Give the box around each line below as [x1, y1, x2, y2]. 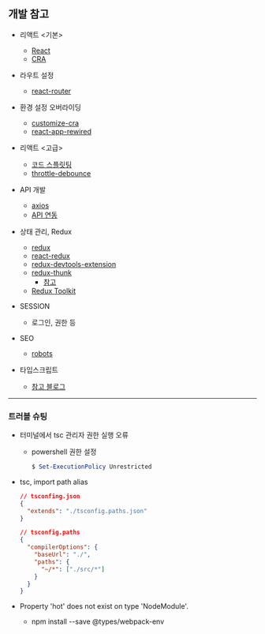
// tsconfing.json [19, 492, 80, 500]
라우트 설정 [19, 70, 54, 80]
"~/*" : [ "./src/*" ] [40, 565, 105, 573]
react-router [31, 86, 72, 96]
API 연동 [31, 210, 58, 219]
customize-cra [31, 118, 80, 128]
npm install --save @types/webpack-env [31, 617, 165, 626]
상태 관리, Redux [19, 227, 73, 236]
